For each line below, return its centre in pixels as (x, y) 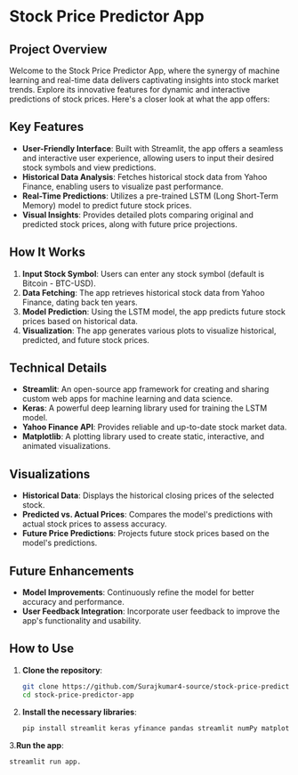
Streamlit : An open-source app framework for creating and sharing (145, 389)
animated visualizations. (66, 446)
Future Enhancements (72, 571)
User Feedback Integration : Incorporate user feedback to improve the (151, 611)
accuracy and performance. (73, 602)
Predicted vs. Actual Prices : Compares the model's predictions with (147, 515)
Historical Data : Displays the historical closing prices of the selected (148, 495)
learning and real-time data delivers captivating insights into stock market (144, 80)
